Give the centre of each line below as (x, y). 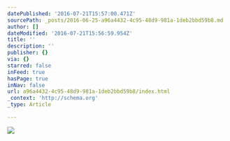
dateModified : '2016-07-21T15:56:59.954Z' (70, 33)
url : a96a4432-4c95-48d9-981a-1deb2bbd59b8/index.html (89, 91)
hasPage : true (28, 79)
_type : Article (29, 105)
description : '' (31, 46)
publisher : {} (28, 53)
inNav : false (26, 85)
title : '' (22, 40)
